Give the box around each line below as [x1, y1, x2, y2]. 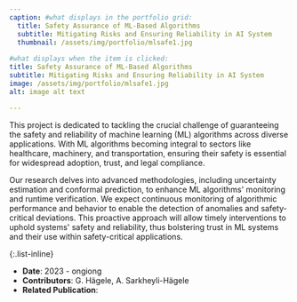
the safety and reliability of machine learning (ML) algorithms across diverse [9, 129, 289, 139]
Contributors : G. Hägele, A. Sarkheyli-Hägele [21, 274, 189, 285]
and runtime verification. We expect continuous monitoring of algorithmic [9, 193, 277, 204]
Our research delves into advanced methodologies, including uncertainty [9, 174, 277, 185]
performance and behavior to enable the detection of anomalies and [9, 203, 260, 213]
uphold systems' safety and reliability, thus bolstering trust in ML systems [9, 221, 279, 232]
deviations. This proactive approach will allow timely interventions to [36, 212, 287, 223]
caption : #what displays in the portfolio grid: [9, 12, 193, 22]
